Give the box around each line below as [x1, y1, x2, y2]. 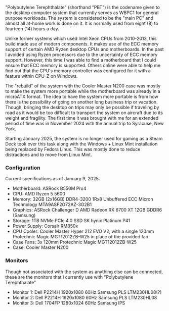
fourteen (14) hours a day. [5, 26, 59, 32]
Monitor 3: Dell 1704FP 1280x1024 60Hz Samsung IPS [12, 300, 125, 306]
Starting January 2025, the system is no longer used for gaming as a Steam [5, 136, 163, 141]
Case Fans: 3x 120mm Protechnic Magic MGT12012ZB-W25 [12, 239, 137, 245]
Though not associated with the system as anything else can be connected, [5, 269, 163, 275]
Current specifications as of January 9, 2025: [5, 176, 100, 182]
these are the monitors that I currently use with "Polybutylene [5, 274, 134, 280]
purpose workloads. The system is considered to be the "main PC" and [5, 15, 153, 21]
